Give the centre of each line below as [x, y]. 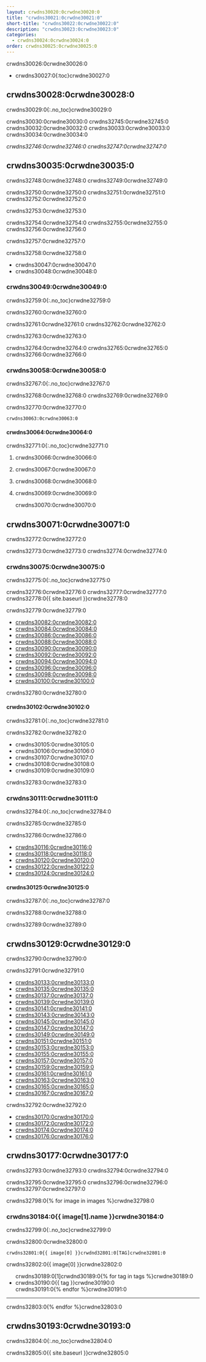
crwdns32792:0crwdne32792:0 [47, 1105]
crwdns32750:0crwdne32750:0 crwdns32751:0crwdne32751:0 [86, 192]
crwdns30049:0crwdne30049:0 [57, 287]
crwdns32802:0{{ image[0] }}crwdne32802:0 [64, 1265]
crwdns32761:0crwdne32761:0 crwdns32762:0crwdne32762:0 [86, 324]
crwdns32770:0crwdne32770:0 [46, 408]
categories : [21, 35]
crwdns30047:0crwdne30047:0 [55, 265]
